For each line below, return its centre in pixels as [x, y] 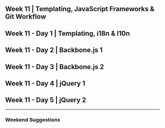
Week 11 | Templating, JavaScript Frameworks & [80, 9]
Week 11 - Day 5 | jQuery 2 [46, 100]
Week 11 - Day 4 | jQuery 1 [45, 83]
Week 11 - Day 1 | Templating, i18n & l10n [68, 33]
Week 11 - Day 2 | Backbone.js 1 [54, 50]
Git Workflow [26, 17]
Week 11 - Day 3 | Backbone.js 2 [55, 67]
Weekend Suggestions [33, 120]
